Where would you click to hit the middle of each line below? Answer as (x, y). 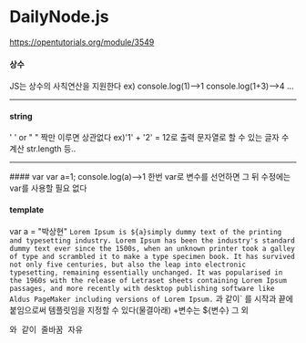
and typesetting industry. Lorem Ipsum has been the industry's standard (153, 240)
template (27, 209)
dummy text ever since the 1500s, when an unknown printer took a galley (153, 248)
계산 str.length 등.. (43, 149)
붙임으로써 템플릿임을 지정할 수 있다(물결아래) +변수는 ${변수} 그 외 (129, 310)
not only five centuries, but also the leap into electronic (128, 265)
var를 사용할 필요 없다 (48, 188)
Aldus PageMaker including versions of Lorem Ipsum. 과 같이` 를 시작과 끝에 (152, 298)
